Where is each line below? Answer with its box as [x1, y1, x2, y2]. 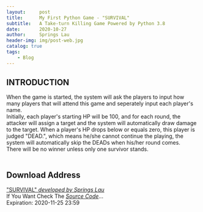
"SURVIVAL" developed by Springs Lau [6, 186, 105, 194]
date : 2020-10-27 [6, 26, 67, 32]
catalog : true [6, 44, 43, 50]
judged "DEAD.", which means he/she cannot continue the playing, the [6, 132, 183, 140]
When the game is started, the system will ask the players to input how [6, 93, 185, 101]
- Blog [17, 55, 34, 61]
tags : [6, 49, 20, 55]
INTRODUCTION [6, 77, 70, 88]
